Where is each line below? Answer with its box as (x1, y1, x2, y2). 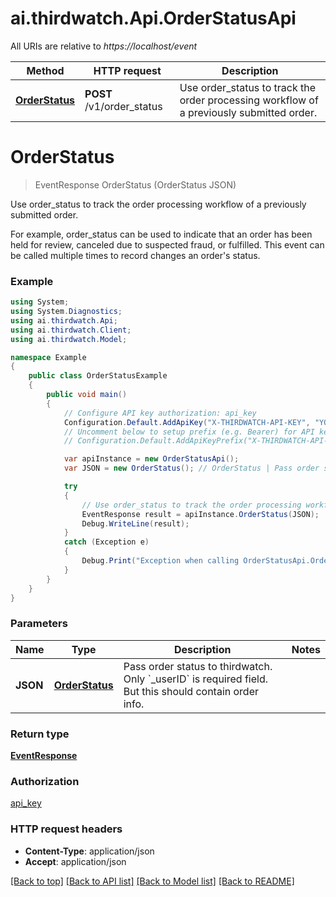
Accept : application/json (24, 855, 127, 867)
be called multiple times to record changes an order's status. (10, 249, 261, 261)
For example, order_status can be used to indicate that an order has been (10, 228, 313, 240)
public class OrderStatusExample (28, 371, 168, 381)
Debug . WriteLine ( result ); (81, 518, 190, 529)
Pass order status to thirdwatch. (123, 659, 273, 673)
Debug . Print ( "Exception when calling (81, 556, 240, 566)
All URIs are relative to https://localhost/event (10, 40, 198, 52)
